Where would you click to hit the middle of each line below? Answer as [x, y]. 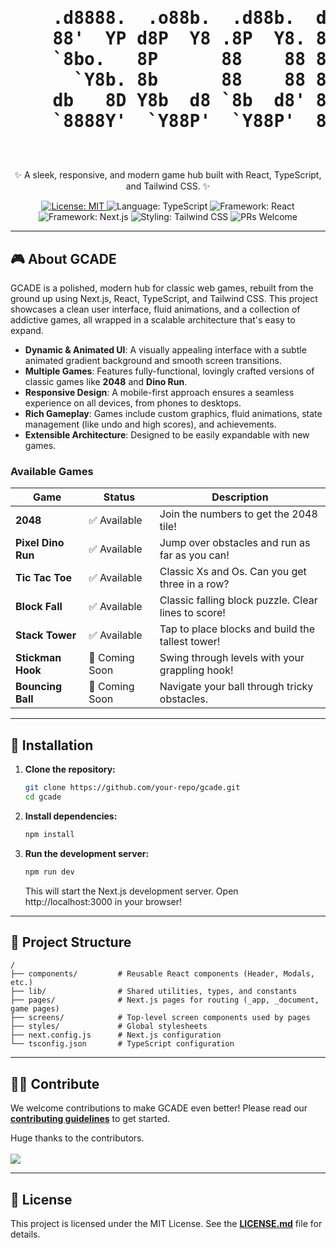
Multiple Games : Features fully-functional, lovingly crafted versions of [169, 371]
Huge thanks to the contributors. [77, 1138]
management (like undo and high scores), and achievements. [150, 424]
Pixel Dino [40, 543]
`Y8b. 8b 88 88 [190, 80]
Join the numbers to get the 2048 [238, 514]
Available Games [52, 471]
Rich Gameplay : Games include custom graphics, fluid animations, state [173, 413]
